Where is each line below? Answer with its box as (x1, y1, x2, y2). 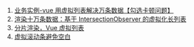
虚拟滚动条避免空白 (14, 32, 71, 41)
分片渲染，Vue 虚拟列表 (14, 24, 84, 32)
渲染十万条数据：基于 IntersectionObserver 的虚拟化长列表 (14, 15, 187, 23)
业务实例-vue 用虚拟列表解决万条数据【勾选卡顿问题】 (14, 6, 174, 14)
